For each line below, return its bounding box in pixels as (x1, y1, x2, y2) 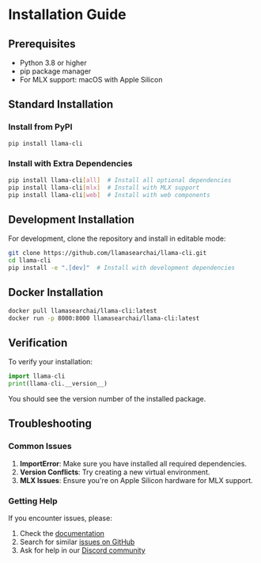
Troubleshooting (8, 417, 93, 431)
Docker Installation (8, 286, 104, 299)
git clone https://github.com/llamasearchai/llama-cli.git (8, 249, 207, 257)
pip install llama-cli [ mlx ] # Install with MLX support (8, 184, 200, 192)
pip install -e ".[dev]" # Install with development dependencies (8, 264, 236, 272)
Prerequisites (8, 37, 76, 51)
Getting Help (8, 495, 58, 506)
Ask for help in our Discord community (19, 546, 146, 555)
